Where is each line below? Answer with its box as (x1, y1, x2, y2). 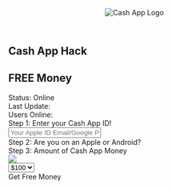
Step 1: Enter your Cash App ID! (8, 118, 112, 127)
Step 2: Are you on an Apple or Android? (8, 137, 142, 147)
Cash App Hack (8, 44, 88, 58)
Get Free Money (8, 171, 62, 181)
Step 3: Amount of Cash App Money (8, 146, 128, 155)
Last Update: (8, 101, 50, 111)
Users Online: (8, 110, 54, 119)
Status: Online (8, 92, 54, 103)
